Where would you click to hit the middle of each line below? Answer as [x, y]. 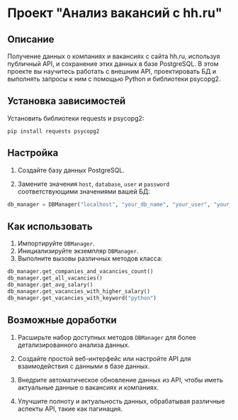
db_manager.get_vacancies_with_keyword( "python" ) [82, 298]
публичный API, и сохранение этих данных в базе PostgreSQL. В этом [113, 64]
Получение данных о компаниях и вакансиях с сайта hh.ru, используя [114, 56]
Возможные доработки [62, 320]
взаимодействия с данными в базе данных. [84, 366]
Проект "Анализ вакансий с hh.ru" [115, 13]
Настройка [33, 153]
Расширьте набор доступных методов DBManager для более [107, 337]
